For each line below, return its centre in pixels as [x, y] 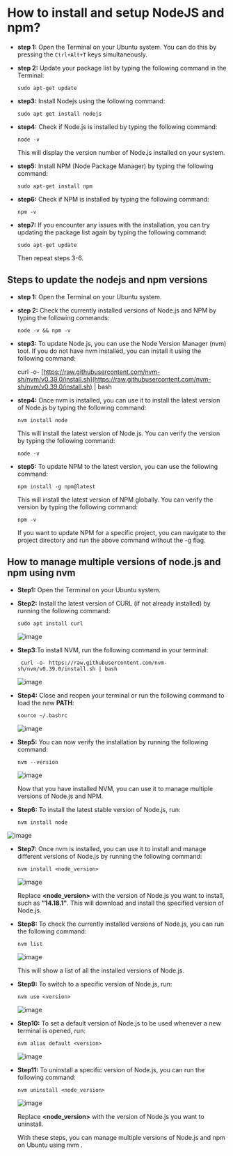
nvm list [30, 944]
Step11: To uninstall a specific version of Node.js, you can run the [111, 1069]
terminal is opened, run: [51, 1030]
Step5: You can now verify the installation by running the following [113, 742]
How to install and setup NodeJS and [116, 13]
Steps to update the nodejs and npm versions [107, 280]
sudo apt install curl [50, 623]
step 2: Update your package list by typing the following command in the [122, 68]
